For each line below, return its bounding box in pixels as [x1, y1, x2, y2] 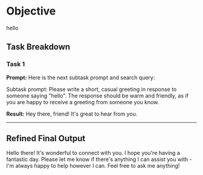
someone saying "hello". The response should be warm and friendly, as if [6, 92, 189, 99]
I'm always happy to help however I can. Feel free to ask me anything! [6, 162, 180, 170]
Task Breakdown [6, 42, 71, 52]
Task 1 [6, 60, 25, 68]
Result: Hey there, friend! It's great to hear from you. [6, 110, 138, 117]
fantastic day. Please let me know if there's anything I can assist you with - [6, 156, 192, 163]
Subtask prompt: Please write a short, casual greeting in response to [6, 85, 177, 93]
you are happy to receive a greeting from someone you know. [6, 98, 159, 105]
